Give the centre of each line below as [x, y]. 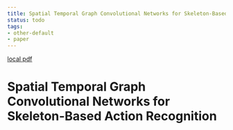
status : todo [26, 20]
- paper [18, 39]
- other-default [31, 33]
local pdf [20, 59]
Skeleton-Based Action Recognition [112, 117]
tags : [15, 26]
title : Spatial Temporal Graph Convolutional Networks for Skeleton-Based [118, 13]
